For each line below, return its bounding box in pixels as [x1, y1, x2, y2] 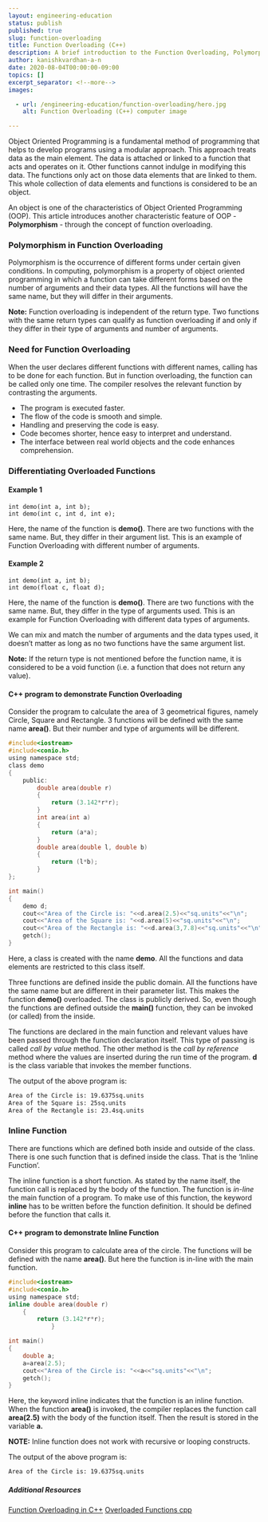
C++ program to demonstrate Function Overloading [8, 689, 183, 699]
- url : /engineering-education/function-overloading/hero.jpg [15, 101, 227, 108]
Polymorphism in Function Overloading [8, 240, 164, 251]
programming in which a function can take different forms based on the [8, 274, 243, 284]
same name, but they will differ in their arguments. [8, 292, 173, 302]
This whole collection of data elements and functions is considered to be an [8, 179, 258, 188]
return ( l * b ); [50, 858, 98, 866]
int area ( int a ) [37, 814, 91, 822]
